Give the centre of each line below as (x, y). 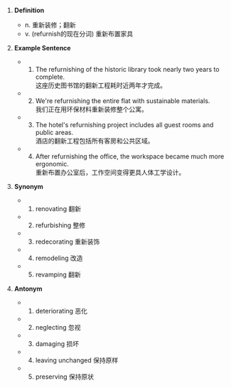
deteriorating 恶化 (61, 311)
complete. (50, 77)
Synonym (29, 187)
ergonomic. (52, 164)
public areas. (54, 132)
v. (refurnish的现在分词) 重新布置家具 (79, 34)
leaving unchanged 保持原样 (77, 360)
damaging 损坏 (57, 344)
